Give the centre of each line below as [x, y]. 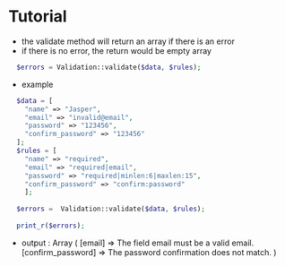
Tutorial [38, 17]
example [37, 84]
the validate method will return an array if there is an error [128, 41]
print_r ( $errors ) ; [51, 226]
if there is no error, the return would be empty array [117, 50]
